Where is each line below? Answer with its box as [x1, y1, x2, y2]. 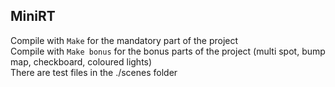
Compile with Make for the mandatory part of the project [10, 34, 239, 46]
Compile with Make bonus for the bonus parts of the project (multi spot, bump [10, 45, 326, 57]
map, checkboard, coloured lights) [10, 55, 153, 68]
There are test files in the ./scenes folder [10, 66, 178, 78]
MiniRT [10, 8, 56, 25]
